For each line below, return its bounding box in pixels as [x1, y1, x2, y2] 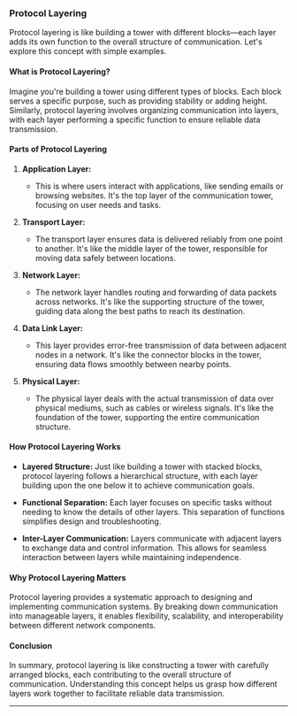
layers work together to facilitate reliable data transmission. [9, 689, 225, 699]
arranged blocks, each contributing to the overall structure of [9, 669, 232, 680]
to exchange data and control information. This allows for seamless [21, 543, 267, 553]
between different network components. [9, 620, 156, 631]
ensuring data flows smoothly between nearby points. [34, 358, 232, 369]
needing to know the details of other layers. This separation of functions [21, 506, 286, 517]
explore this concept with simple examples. [9, 46, 167, 57]
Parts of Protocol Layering [9, 144, 108, 155]
